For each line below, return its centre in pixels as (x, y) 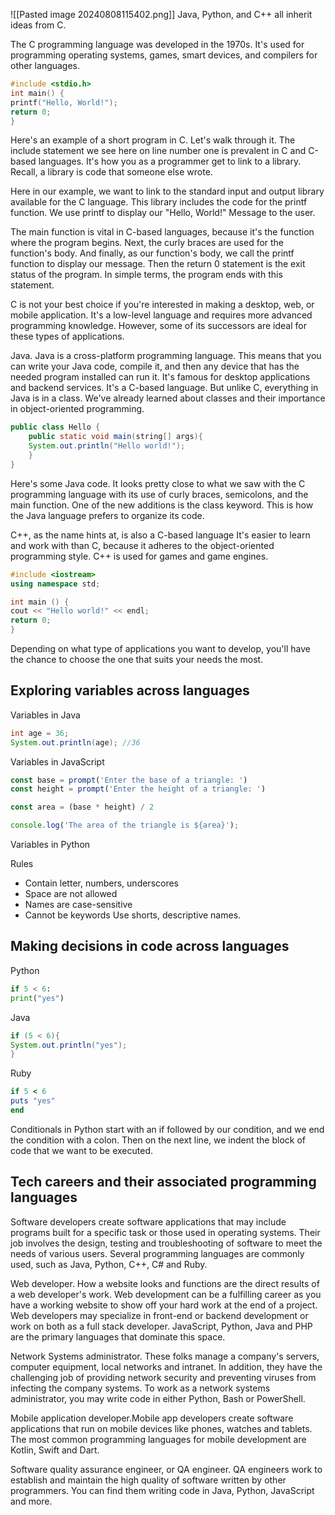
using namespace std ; (55, 584)
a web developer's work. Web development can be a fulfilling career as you (166, 1294)
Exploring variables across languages (130, 690)
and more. (31, 1501)
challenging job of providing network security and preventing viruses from (163, 1377)
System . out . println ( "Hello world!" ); (107, 446)
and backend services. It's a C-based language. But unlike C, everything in (164, 388)
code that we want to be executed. (81, 1150)
